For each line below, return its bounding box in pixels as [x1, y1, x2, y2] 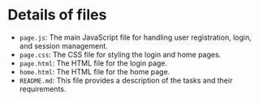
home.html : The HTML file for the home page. [19, 66, 171, 76]
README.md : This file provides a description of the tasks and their [19, 75, 233, 85]
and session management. [19, 40, 109, 50]
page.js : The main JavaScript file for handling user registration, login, [19, 32, 253, 42]
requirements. [19, 83, 67, 94]
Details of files [7, 6, 107, 24]
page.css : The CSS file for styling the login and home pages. [19, 49, 222, 59]
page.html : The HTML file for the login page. [19, 58, 168, 68]
